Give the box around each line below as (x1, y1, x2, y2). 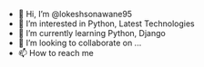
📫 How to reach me (17, 48, 94, 58)
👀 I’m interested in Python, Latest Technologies (17, 18, 195, 29)
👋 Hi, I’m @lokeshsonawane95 (17, 9, 133, 19)
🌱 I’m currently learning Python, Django (17, 28, 166, 38)
